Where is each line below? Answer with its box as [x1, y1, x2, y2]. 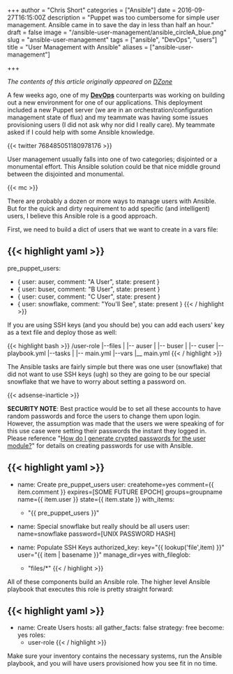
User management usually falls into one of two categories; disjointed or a [7, 155, 218, 163]
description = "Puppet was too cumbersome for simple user [47, 13, 220, 22]
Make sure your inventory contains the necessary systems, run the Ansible [7, 652, 222, 660]
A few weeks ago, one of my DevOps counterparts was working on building [7, 91, 225, 99]
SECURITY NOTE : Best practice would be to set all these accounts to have [7, 404, 221, 412]
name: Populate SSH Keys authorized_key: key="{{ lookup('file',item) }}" [17, 543, 225, 551]
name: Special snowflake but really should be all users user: [17, 522, 190, 530]
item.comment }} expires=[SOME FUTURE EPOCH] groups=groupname [17, 488, 223, 496]
